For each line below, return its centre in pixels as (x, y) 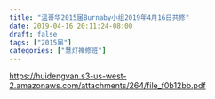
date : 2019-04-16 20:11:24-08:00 (71, 26)
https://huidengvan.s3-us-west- (68, 76)
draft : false (33, 34)
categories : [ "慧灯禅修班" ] (58, 51)
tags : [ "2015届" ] (41, 42)
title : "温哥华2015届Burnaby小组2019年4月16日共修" (100, 17)
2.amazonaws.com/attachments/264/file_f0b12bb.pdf (107, 86)
